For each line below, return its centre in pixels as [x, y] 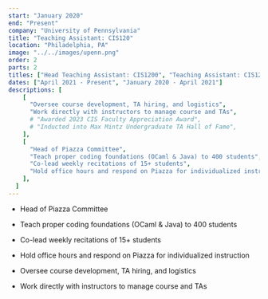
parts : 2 [23, 68]
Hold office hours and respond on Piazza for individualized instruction [134, 255]
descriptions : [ [35, 90]
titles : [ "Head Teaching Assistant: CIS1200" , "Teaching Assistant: [124, 75]
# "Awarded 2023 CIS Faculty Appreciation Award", [115, 120]
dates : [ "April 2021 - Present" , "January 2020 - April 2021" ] [116, 82]
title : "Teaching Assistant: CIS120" [71, 38]
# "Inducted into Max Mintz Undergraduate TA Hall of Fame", [133, 127]
